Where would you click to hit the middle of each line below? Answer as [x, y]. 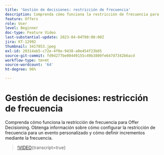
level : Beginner [22, 28]
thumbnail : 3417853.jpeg [30, 46]
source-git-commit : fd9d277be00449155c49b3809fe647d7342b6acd [70, 56]
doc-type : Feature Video [30, 33]
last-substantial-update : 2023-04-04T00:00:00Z [55, 38]
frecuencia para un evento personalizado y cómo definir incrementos [75, 133]
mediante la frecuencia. [29, 138]
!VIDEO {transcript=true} [41, 147]
